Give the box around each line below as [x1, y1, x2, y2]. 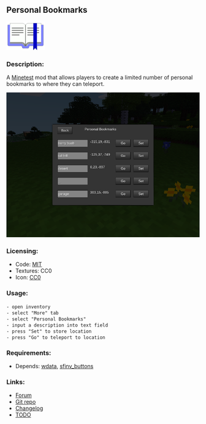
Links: [6, 377, 25, 386]
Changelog [15, 404, 44, 412]
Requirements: [6, 349, 51, 357]
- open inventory [6, 303, 51, 310]
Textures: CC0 [15, 267, 52, 274]
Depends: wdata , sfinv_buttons [15, 363, 94, 369]
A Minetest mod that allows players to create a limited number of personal [6, 74, 193, 81]
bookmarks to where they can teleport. [6, 80, 105, 88]
